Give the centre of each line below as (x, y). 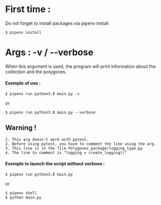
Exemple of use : (23, 83)
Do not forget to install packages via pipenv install (57, 23)
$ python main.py (23, 197)
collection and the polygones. (36, 72)
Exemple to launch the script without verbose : (55, 164)
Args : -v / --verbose (49, 53)
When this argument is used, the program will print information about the (80, 66)
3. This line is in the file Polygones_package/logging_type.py (74, 148)
